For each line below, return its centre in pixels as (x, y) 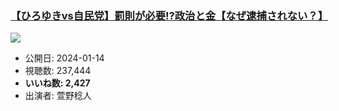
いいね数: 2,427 (57, 83)
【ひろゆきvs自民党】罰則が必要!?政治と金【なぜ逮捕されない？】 (169, 15)
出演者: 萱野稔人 (58, 96)
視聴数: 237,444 (58, 71)
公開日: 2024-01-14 (64, 58)
